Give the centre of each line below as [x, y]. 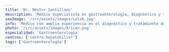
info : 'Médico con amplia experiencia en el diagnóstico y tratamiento [82, 24]
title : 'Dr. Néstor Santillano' [39, 10]
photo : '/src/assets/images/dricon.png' [48, 28]
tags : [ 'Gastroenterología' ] [36, 42]
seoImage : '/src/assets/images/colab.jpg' [50, 19]
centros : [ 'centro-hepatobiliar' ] [41, 38]
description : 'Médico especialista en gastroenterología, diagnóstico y [83, 14]
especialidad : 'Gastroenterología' [43, 33]
